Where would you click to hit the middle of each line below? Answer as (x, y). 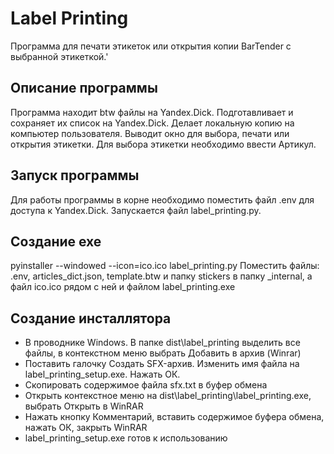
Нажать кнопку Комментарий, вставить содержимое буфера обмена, (174, 417)
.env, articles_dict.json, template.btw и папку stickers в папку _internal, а (161, 276)
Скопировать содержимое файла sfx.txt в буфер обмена (146, 385)
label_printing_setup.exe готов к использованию (126, 438)
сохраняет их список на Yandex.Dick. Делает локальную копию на (152, 123)
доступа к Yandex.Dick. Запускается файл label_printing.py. (136, 210)
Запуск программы (75, 175)
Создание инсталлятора (91, 318)
